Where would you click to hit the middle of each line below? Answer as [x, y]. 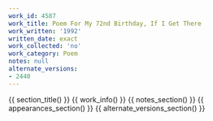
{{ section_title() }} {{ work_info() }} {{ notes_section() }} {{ [106, 99]
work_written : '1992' [45, 31]
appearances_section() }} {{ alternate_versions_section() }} [107, 108]
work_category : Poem [43, 54]
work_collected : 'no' [45, 46]
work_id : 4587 [33, 16]
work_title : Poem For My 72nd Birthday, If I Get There [105, 24]
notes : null [28, 62]
